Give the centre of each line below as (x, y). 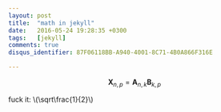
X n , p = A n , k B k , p (135, 83)
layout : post (30, 15)
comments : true (34, 45)
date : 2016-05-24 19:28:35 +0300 (68, 30)
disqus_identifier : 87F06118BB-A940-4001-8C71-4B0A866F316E (111, 52)
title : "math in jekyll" (51, 23)
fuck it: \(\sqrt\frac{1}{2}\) (51, 99)
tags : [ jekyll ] (37, 38)
